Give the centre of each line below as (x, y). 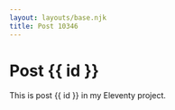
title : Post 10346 (44, 26)
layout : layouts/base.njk (58, 18)
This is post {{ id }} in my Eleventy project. (88, 96)
